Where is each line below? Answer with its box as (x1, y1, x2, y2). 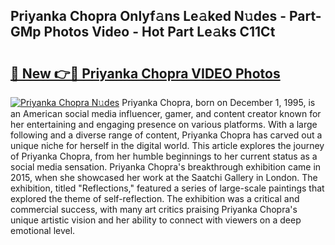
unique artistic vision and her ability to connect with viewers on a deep (10, 214, 302, 226)
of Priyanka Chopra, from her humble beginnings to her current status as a (10, 150, 318, 162)
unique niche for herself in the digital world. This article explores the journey (10, 140, 325, 151)
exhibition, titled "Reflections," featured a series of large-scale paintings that (10, 182, 325, 194)
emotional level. (10, 225, 76, 236)
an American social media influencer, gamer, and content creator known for (10, 108, 322, 119)
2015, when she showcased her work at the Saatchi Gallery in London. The (10, 172, 318, 183)
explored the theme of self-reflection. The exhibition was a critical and (10, 193, 300, 204)
